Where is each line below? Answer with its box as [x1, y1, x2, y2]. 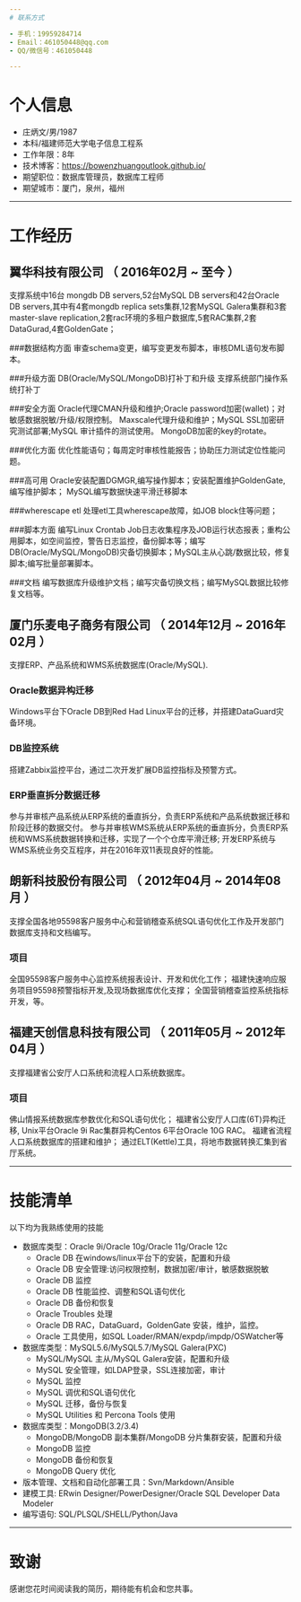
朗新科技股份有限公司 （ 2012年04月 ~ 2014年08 [9, 873, 281, 889]
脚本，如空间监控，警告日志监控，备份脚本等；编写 [16, 536, 206, 547]
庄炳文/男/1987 [21, 127, 78, 137]
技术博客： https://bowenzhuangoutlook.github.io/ [21, 161, 206, 171]
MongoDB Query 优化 [35, 1466, 116, 1476]
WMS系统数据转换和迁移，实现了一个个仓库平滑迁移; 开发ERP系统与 [24, 833, 276, 844]
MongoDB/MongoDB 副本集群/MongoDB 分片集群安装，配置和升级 [35, 1432, 282, 1443]
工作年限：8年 [21, 149, 75, 160]
